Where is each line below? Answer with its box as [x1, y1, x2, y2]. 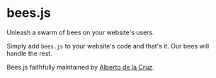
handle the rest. [6, 49, 52, 58]
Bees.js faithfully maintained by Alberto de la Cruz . [6, 63, 155, 71]
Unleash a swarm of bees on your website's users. [6, 28, 155, 37]
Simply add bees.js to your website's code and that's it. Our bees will [6, 41, 210, 50]
